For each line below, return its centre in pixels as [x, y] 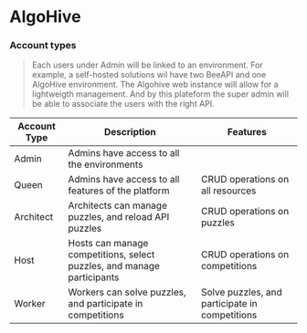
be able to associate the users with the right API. [123, 104]
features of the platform [119, 191]
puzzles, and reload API [119, 217]
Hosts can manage [108, 244]
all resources [228, 191]
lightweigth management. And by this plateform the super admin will [160, 94]
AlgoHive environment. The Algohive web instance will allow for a [155, 85]
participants [94, 277]
